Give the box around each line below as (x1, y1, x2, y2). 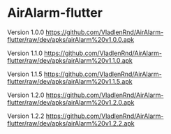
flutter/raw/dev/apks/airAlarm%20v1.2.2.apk (7, 119, 135, 127)
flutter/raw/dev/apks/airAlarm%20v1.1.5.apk (7, 77, 133, 85)
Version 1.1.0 (7, 49, 43, 57)
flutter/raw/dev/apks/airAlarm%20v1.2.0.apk (7, 98, 135, 106)
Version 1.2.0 (7, 91, 45, 99)
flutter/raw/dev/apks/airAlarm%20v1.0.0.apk (7, 35, 135, 43)
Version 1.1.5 (7, 70, 43, 78)
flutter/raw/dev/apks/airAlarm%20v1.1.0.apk (7, 56, 133, 64)
